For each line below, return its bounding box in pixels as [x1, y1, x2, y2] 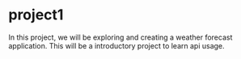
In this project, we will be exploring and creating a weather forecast [8, 32, 233, 42]
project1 [8, 6, 64, 24]
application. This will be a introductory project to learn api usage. [8, 40, 225, 50]
